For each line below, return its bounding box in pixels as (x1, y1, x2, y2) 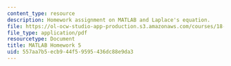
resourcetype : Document (7, 36, 76, 43)
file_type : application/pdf (7, 29, 88, 36)
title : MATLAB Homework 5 (7, 42, 81, 49)
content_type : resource (7, 10, 76, 17)
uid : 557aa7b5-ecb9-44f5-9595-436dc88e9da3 (7, 49, 134, 56)
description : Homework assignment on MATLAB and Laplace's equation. (7, 16, 211, 23)
